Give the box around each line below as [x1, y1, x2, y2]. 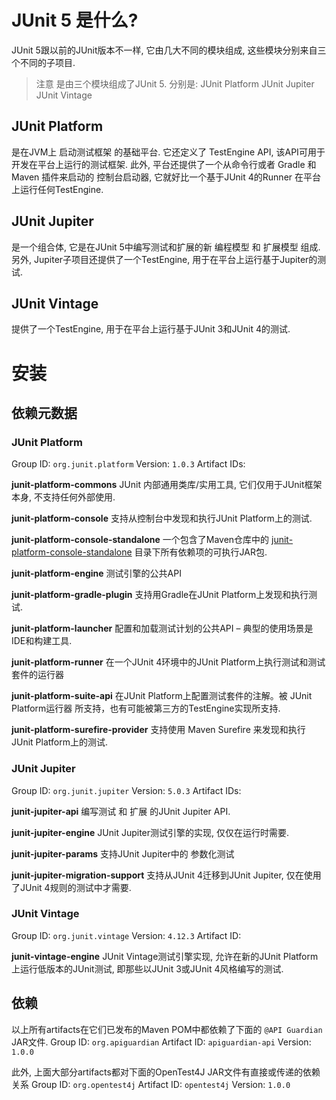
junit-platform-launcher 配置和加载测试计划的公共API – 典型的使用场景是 [11, 622, 314, 635]
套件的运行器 [11, 669, 64, 681]
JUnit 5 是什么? [11, 9, 139, 32]
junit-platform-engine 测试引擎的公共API [11, 567, 182, 580]
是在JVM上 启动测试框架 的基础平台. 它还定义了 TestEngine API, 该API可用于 [11, 146, 326, 158]
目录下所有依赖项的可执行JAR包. [134, 546, 268, 558]
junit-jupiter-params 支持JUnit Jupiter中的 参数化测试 [11, 847, 235, 860]
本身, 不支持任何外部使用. [11, 491, 116, 503]
